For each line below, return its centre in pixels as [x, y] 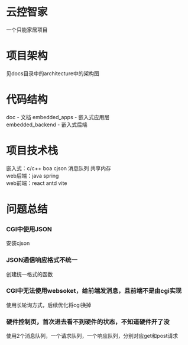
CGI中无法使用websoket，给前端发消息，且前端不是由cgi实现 [94, 291]
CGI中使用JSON [29, 229]
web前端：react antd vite [37, 183]
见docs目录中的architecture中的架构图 [53, 73]
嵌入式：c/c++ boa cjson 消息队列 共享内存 [59, 168]
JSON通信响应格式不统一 [42, 260]
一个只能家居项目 [27, 30]
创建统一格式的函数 [30, 274]
